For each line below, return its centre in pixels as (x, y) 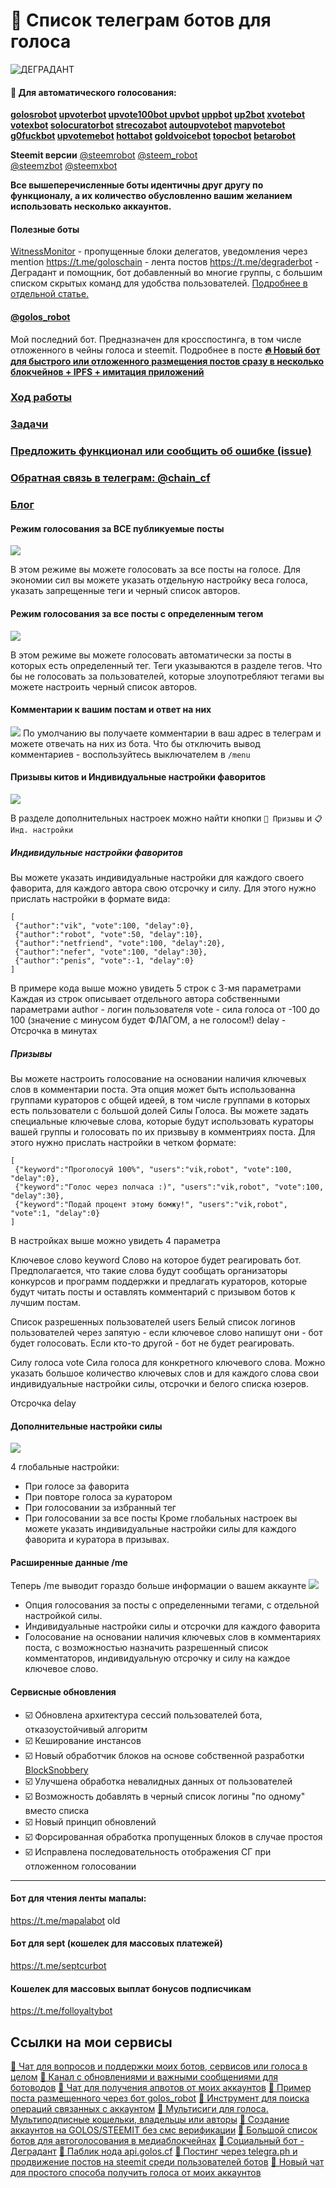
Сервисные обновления (63, 1691)
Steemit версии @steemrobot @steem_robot (104, 155)
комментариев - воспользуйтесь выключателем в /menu (130, 754)
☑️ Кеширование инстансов (83, 1740)
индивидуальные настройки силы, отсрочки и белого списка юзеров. (159, 1383)
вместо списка (57, 1810)
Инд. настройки (42, 830)
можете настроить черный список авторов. (104, 686)
